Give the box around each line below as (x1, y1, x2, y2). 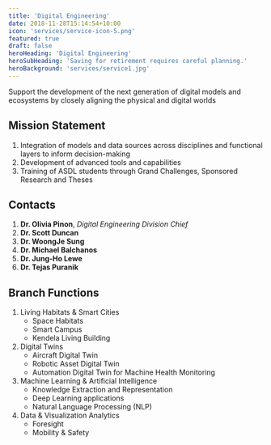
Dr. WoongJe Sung (19, 236, 85, 247)
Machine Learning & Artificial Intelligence (19, 376, 158, 386)
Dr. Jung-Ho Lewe (19, 254, 83, 264)
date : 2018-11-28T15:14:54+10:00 (8, 19, 121, 28)
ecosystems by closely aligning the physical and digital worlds (8, 95, 217, 105)
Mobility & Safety (32, 428, 90, 438)
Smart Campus (32, 324, 83, 334)
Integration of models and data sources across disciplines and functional (19, 140, 263, 150)
